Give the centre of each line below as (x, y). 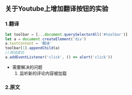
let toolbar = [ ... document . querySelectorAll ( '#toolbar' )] (66, 34)
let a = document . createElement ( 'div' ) (46, 39)
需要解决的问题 (27, 67)
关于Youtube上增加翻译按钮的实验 (57, 9)
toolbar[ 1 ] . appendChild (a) (33, 48)
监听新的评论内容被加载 (43, 73)
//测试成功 (15, 53)
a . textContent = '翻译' (29, 44)
